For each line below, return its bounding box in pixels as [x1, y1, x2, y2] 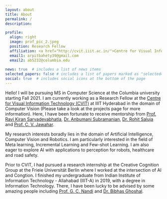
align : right [9, 35, 37, 40]
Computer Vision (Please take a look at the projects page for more [5, 105, 141, 112]
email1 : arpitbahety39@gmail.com [9, 53, 79, 58]
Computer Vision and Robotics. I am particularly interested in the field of [5, 136, 153, 142]
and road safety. [5, 152, 39, 158]
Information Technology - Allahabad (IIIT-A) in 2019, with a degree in [5, 177, 146, 184]
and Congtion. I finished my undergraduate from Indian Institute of [5, 172, 141, 178]
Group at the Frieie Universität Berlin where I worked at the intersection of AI [5, 167, 162, 173]
